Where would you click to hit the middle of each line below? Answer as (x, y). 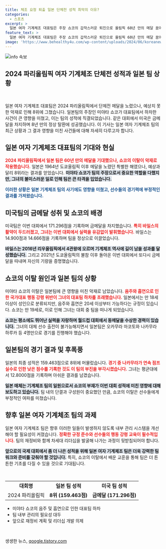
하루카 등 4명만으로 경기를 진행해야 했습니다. (48, 333)
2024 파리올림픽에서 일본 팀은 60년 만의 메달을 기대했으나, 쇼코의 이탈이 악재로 (81, 160)
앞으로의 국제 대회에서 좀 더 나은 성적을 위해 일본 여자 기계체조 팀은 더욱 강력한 (80, 451)
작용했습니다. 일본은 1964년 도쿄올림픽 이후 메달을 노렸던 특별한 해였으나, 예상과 (83, 167)
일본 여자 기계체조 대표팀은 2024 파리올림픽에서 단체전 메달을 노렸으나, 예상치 (80, 106)
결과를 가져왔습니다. (24, 196)
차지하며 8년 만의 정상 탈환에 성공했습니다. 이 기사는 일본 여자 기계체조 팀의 (86, 124)
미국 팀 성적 (114, 486)
